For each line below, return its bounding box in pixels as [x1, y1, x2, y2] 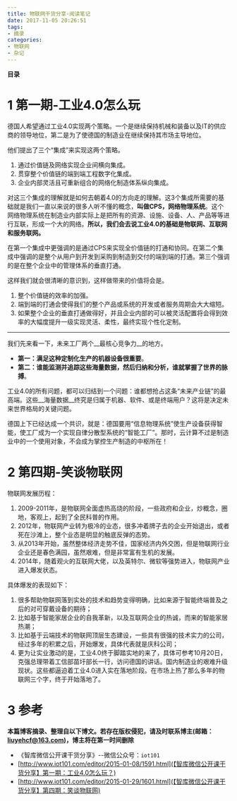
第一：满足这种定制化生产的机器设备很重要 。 [17, 354, 148, 362]
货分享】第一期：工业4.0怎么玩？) [17, 768, 116, 776]
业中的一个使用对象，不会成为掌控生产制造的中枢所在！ [7, 436, 168, 445]
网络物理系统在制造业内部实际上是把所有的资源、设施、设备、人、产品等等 [7, 211, 224, 219]
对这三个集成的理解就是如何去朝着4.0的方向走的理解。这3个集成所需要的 [7, 193, 219, 202]
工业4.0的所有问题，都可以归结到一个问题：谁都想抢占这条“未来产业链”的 [7, 386, 220, 395]
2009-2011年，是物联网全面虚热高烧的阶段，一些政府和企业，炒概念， [17, 503, 222, 512]
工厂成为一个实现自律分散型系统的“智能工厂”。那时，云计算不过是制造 [25, 428, 229, 436]
